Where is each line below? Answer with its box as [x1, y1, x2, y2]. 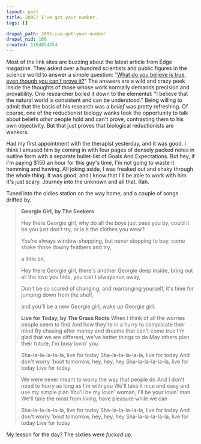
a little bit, [20, 255, 46, 262]
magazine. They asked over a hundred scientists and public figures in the [6, 65, 188, 72]
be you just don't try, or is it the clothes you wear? [20, 226, 145, 232]
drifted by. [6, 196, 32, 203]
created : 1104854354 [6, 42, 58, 48]
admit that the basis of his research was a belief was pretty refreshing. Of [6, 103, 188, 110]
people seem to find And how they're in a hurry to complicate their [20, 321, 185, 328]
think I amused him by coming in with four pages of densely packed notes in [6, 146, 195, 153]
